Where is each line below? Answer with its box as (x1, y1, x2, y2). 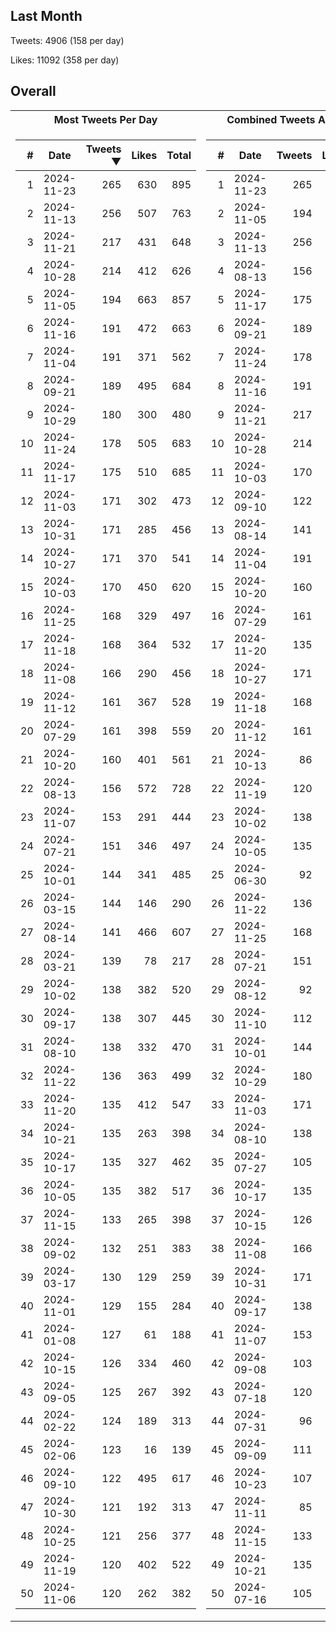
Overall (10, 83, 57, 100)
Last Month (10, 8, 83, 25)
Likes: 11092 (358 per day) (10, 54, 120, 66)
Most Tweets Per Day (53, 112, 158, 126)
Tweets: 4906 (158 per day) (10, 34, 125, 46)
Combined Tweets (226, 112, 316, 126)
